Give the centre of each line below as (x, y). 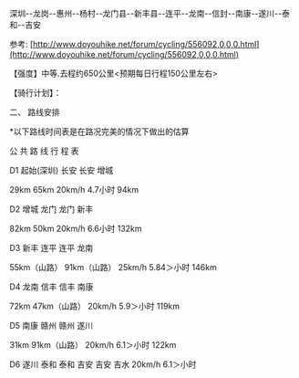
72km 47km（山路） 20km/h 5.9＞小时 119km (95, 306)
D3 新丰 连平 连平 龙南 (52, 248)
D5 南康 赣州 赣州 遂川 (52, 325)
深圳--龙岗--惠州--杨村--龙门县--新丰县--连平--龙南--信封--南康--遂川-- (146, 13)
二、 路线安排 (35, 112)
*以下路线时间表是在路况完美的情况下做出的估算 (99, 131)
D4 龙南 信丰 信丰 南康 (52, 287)
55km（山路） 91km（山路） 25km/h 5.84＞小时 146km (113, 267)
